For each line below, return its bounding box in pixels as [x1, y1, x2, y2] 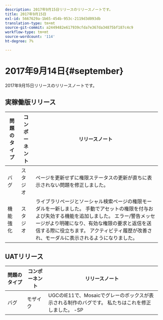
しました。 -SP [48, 307, 83, 314]
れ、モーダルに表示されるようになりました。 [35, 234, 138, 241]
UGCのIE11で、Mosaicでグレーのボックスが [48, 292, 149, 299]
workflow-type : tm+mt [5, 30, 49, 35]
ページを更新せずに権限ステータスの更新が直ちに [35, 174, 147, 181]
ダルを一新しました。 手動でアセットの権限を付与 [35, 205, 149, 212]
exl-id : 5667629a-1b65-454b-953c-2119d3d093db [5, 16, 101, 21]
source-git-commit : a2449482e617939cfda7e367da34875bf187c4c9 [5, 25, 133, 30]
